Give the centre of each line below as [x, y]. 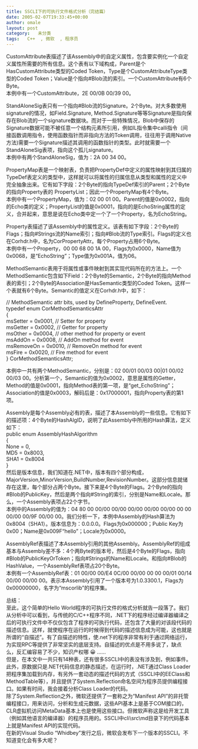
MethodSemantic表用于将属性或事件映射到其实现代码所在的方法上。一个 [94, 268]
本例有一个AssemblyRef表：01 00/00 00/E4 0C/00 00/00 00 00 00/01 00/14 [99, 573]
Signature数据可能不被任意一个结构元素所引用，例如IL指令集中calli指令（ [94, 128]
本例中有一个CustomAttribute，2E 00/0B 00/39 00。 [70, 93]
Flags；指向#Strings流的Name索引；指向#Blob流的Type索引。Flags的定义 [96, 234]
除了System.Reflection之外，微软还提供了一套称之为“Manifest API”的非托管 [98, 696]
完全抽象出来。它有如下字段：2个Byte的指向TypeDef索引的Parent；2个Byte [98, 184]
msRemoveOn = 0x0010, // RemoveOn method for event [74, 346]
